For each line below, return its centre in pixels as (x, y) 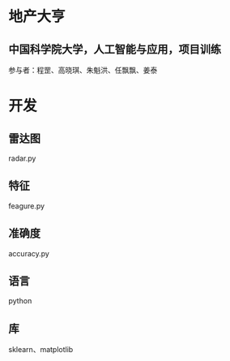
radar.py (22, 158)
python (20, 301)
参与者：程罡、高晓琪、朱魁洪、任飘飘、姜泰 (83, 70)
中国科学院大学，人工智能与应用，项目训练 (115, 49)
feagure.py (27, 206)
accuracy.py (29, 253)
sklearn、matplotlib (41, 350)
